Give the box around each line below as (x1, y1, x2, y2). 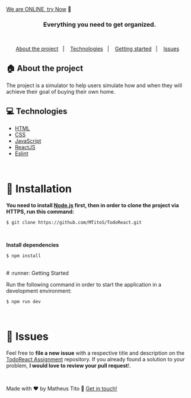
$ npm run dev (6, 298, 42, 304)
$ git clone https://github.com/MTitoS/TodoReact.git (6, 219, 142, 225)
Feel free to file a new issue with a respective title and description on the (6, 349, 185, 357)
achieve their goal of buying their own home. (6, 88, 116, 95)
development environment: (6, 287, 72, 294)
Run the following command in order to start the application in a (6, 281, 162, 288)
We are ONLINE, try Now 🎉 (6, 6, 72, 12)
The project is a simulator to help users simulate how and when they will (6, 82, 183, 89)
